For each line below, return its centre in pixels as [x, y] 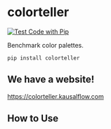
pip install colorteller [44, 58]
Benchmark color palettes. [46, 45]
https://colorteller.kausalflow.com [55, 96]
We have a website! [51, 80]
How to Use [33, 119]
